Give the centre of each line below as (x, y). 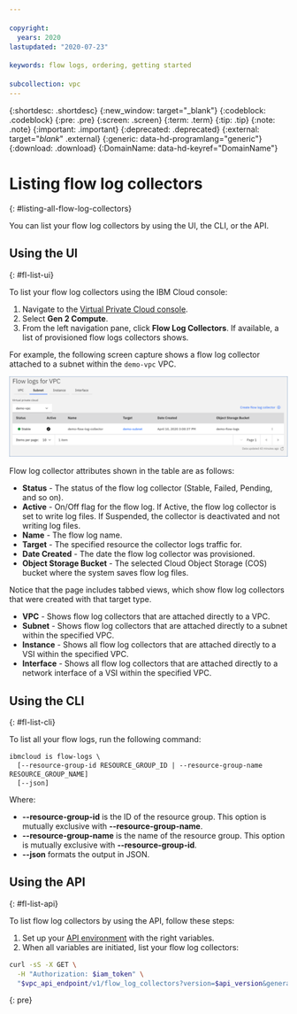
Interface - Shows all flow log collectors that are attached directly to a (150, 663)
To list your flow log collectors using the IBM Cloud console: (118, 291)
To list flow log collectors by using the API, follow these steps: (122, 920)
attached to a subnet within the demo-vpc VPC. (93, 364)
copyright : (29, 28)
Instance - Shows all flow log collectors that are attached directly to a (149, 645)
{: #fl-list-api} (34, 903)
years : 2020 (39, 37)
